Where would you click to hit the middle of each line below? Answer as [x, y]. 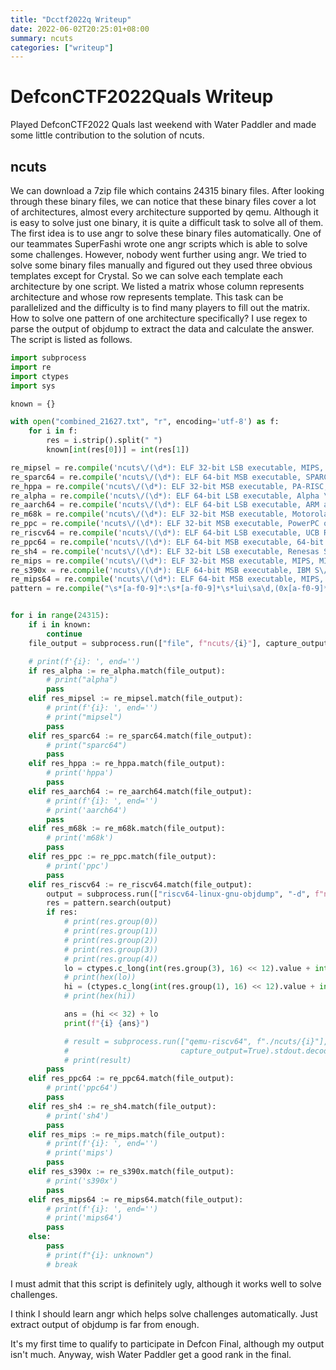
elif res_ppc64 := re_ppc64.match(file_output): [131, 1079]
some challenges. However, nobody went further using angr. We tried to [158, 254]
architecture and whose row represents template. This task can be [147, 297]
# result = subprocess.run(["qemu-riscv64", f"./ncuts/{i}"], [196, 1041]
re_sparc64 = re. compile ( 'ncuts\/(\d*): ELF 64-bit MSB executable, [156, 477]
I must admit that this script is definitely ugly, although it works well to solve [166, 1283]
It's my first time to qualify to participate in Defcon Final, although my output [167, 1343]
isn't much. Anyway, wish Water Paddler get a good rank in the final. [151, 1354]
